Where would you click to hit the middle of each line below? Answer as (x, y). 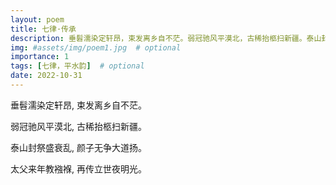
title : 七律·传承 (43, 29)
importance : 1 (40, 57)
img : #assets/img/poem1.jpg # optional (96, 47)
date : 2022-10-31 (46, 76)
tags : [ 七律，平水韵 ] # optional (77, 66)
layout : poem (37, 19)
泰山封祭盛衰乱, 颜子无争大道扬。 (78, 147)
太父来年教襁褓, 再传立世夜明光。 (78, 168)
